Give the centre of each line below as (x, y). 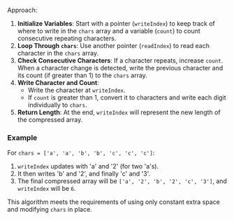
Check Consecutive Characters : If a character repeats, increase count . (120, 61)
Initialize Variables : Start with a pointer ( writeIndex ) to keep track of (116, 23)
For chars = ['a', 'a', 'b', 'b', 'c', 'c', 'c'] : (81, 153)
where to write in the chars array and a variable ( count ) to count (109, 31)
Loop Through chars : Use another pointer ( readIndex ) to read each (114, 46)
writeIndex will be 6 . (46, 189)
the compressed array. (50, 120)
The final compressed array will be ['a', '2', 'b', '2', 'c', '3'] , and (122, 181)
